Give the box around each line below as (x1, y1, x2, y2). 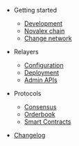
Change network (24, 34, 72, 42)
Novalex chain (24, 27, 65, 35)
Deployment (24, 69, 60, 76)
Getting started (13, 6, 58, 14)
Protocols (13, 90, 42, 97)
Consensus (24, 103, 57, 111)
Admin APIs (24, 76, 58, 84)
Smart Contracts (24, 117, 71, 126)
